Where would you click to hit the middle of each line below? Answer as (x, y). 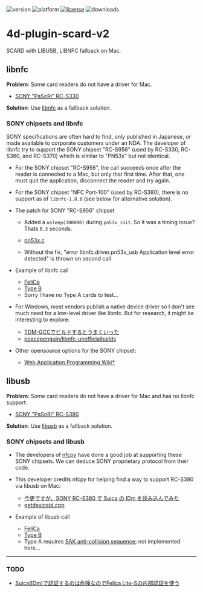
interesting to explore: (42, 320)
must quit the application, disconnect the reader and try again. (92, 181)
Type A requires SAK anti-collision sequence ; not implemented (102, 542)
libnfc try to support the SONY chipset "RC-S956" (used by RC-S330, (93, 150)
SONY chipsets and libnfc (45, 123)
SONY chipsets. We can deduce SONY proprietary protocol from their (102, 461)
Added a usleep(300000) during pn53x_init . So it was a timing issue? (109, 222)
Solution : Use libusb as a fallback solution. (60, 426)
